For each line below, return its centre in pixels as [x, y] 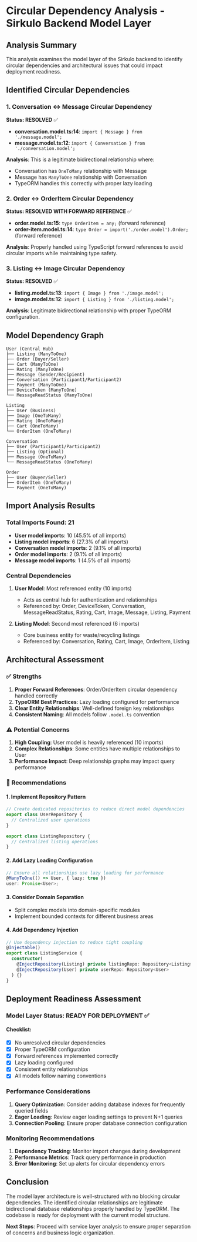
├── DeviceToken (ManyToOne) [42, 390]
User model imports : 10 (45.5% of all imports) [70, 535]
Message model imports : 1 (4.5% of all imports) [73, 560]
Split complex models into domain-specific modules [77, 910]
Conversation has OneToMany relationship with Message [81, 171]
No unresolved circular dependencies [60, 1043]
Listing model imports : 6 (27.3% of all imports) [72, 542]
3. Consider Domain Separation [45, 897]
